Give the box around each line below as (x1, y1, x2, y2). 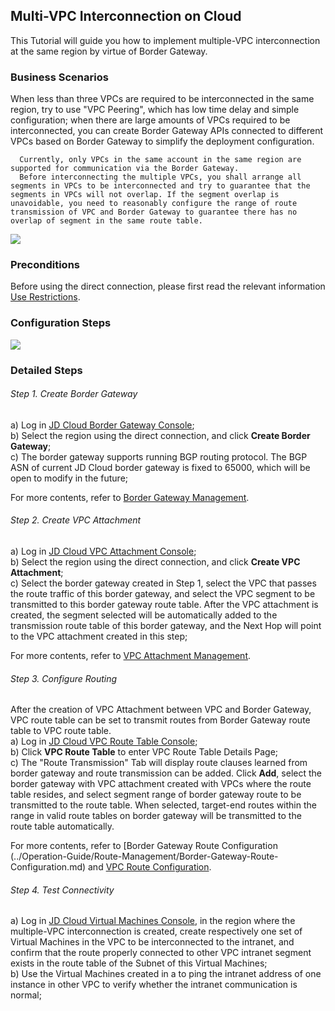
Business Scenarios (10, 70, 109, 84)
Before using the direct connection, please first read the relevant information (10, 280, 326, 293)
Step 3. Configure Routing (10, 672, 118, 684)
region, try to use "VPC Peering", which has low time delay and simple (10, 104, 300, 116)
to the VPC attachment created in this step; (10, 630, 188, 643)
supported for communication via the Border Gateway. (10, 164, 240, 174)
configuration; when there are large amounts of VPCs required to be (10, 114, 291, 126)
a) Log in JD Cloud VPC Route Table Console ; (10, 735, 198, 748)
